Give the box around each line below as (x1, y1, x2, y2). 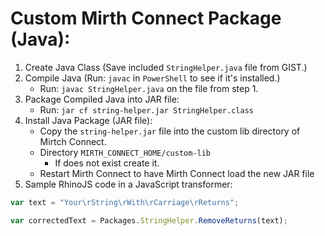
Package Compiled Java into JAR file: (24, 93, 180, 105)
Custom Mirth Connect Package (10, 7, 282, 30)
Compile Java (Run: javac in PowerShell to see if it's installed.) (24, 72, 281, 84)
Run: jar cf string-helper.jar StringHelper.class (39, 103, 254, 116)
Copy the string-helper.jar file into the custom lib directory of (39, 125, 301, 137)
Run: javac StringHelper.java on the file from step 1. (39, 82, 259, 94)
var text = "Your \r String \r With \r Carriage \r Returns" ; (10, 197, 240, 207)
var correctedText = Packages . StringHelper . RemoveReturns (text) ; (10, 215, 288, 226)
